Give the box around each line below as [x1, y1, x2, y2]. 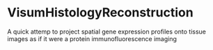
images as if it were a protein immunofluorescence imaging [7, 34, 177, 42]
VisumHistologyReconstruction [7, 5, 194, 21]
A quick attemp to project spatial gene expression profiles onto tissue [7, 27, 207, 36]
